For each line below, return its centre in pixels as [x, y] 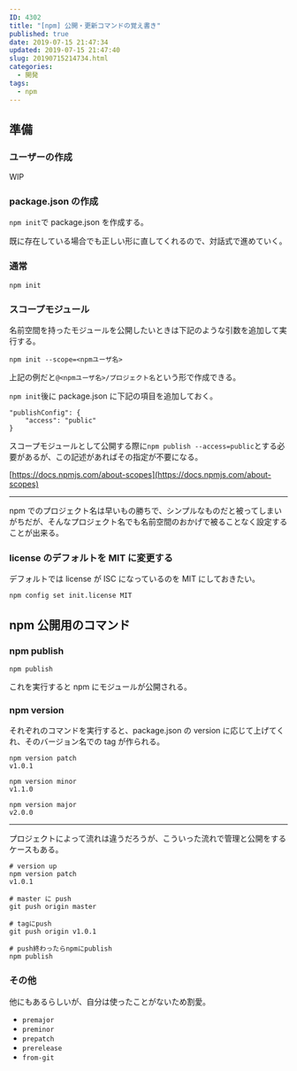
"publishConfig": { [45, 413]
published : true [39, 34]
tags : [19, 83]
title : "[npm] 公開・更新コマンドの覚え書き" [85, 26]
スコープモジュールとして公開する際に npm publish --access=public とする [143, 446]
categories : [31, 67]
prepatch [38, 1039]
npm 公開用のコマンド [70, 625]
